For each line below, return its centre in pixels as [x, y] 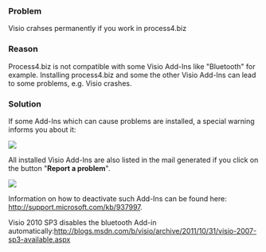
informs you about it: [42, 130]
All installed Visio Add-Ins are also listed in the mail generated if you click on [133, 160]
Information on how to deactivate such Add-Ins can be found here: [117, 198]
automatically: [31, 231]
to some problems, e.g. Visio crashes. [70, 83]
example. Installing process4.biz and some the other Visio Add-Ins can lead [132, 75]
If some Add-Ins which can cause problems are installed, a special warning [131, 121]
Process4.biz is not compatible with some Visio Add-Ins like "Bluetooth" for [132, 66]
